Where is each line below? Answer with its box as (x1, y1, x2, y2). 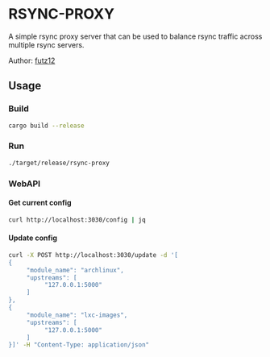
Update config (8, 233, 58, 243)
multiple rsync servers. (8, 39, 85, 49)
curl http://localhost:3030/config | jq (8, 215, 147, 224)
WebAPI (8, 178, 41, 189)
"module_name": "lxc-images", (26, 311, 128, 319)
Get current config (8, 198, 72, 208)
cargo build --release (8, 122, 85, 130)
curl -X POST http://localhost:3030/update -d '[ (8, 251, 179, 259)
